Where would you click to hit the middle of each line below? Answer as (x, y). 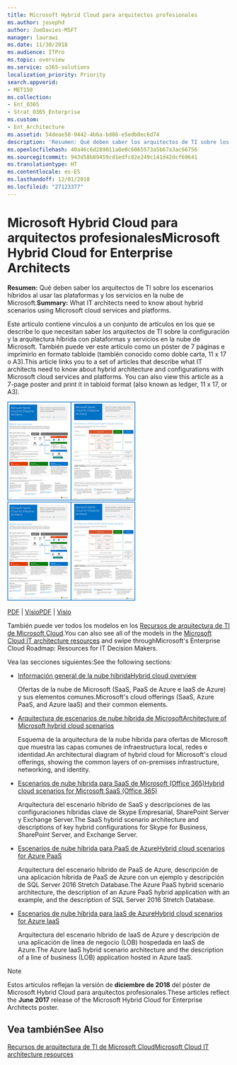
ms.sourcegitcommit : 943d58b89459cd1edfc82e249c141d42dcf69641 (103, 157)
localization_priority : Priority (57, 74)
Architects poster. (33, 1007)
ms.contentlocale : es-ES (44, 172)
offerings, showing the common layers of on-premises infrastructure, (118, 762)
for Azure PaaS (40, 856)
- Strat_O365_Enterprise (44, 112)
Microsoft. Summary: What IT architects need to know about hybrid (105, 303)
